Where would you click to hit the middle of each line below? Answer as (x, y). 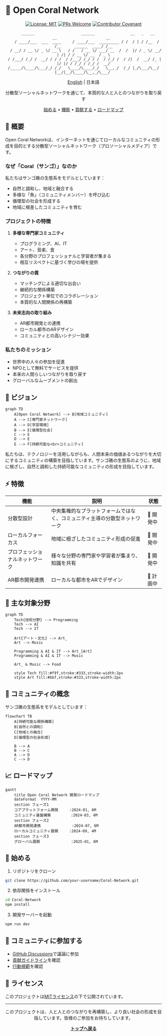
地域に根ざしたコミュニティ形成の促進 (96, 539)
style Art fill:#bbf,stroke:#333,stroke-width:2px (68, 678)
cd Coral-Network (23, 900)
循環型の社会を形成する (36, 201)
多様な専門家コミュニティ (38, 233)
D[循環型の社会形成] (32, 737)
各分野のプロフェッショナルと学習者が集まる (66, 256)
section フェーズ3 (32, 836)
